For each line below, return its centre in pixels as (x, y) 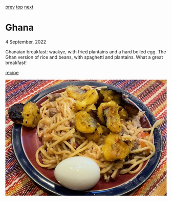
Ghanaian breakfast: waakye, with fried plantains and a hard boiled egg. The (86, 52)
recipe (12, 72)
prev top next (19, 7)
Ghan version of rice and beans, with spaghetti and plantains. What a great (84, 57)
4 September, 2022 (26, 42)
